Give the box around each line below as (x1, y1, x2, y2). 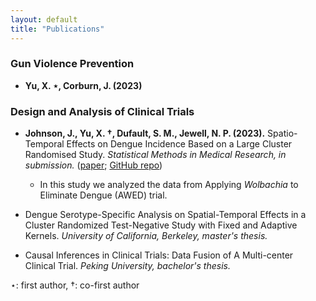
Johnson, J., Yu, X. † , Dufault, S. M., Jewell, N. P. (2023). (24, 127, 266, 140)
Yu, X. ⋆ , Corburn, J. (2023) (24, 79, 143, 91)
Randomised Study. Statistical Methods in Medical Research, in (24, 149, 287, 161)
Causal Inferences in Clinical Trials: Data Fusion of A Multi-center (24, 249, 294, 261)
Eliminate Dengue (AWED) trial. (39, 189, 168, 201)
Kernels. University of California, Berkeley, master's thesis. (24, 230, 268, 242)
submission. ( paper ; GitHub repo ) (24, 159, 163, 171)
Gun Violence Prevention (10, 57, 135, 71)
